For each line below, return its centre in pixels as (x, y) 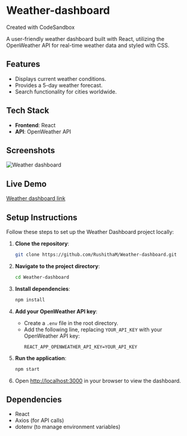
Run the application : (41, 358)
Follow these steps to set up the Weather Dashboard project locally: (90, 232)
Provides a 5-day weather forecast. (59, 85)
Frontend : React (35, 125)
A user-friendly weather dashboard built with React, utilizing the (85, 39)
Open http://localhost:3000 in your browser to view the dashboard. (98, 381)
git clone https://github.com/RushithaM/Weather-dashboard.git (96, 254)
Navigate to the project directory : (57, 266)
